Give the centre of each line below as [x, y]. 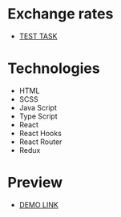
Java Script [38, 107]
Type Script [38, 116]
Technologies [54, 68]
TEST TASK [38, 36]
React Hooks [40, 133]
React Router [40, 142]
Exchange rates [60, 14]
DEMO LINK [39, 204]
